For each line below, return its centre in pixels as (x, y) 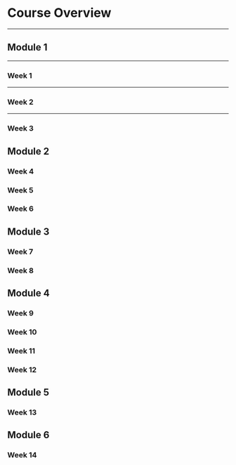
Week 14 (22, 455)
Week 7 (20, 251)
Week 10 (22, 332)
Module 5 (28, 392)
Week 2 (20, 102)
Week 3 (20, 129)
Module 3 (28, 231)
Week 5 (20, 190)
